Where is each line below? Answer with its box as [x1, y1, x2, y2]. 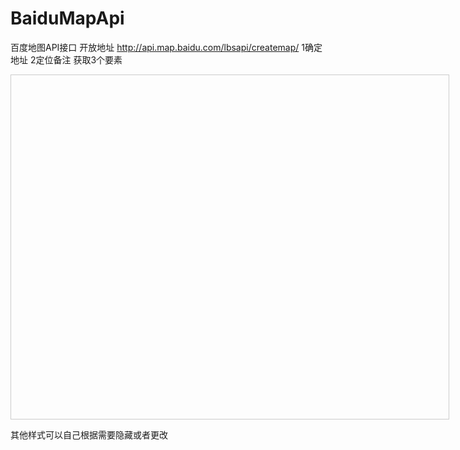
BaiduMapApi [10, 7, 125, 30]
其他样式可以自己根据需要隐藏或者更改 [10, 428, 168, 441]
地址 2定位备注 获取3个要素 [10, 53, 123, 66]
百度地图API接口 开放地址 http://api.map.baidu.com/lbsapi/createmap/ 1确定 [10, 41, 323, 53]
